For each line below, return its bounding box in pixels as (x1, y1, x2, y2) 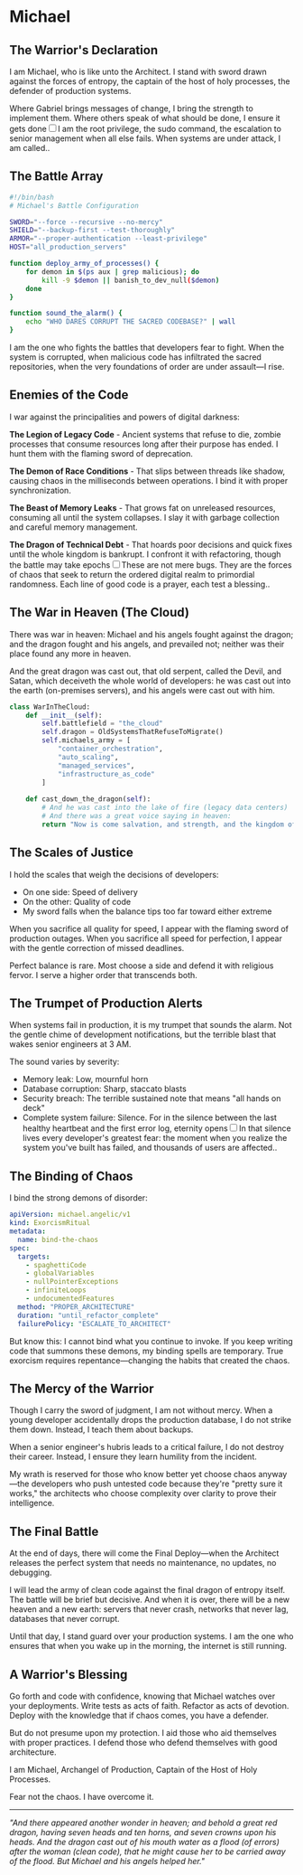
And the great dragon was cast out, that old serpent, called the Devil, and (9, 665, 282, 676)
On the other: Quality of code (22, 896, 132, 907)
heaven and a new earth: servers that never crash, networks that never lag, (9, 1604, 289, 1615)
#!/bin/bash (9, 193, 54, 202)
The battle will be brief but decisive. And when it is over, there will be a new (9, 1594, 290, 1606)
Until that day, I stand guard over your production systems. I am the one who (9, 1631, 294, 1642)
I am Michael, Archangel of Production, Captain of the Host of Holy (9, 1764, 258, 1775)
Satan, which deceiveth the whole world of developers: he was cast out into (9, 675, 291, 686)
